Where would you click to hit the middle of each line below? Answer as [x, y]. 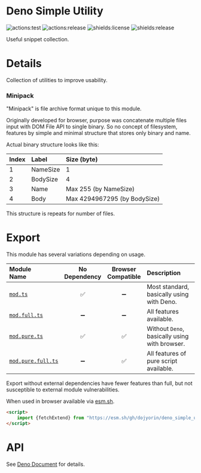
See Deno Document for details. [45, 464]
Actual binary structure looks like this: [53, 144]
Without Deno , [165, 329]
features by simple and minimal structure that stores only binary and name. [99, 133]
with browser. [166, 344]
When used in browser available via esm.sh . [60, 401]
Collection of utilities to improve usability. [57, 80]
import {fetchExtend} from [51, 418]
